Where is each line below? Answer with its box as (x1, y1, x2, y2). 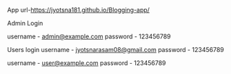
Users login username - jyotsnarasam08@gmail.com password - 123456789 (7, 46, 224, 53)
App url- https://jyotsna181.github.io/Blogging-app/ (7, 6, 150, 14)
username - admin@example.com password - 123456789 (7, 32, 171, 40)
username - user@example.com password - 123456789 (7, 59, 167, 67)
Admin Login (7, 19, 43, 27)
